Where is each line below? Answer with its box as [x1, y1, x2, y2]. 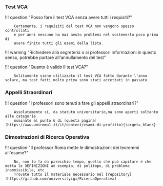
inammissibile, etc [5, 167, 45, 172]
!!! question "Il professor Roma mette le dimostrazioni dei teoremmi [5, 145, 140, 150]
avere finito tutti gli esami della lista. [14, 41, 104, 46]
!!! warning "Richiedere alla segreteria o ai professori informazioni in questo [5, 50, 157, 56]
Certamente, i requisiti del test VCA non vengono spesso [14, 24, 134, 29]
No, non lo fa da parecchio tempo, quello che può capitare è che [14, 159, 152, 164]
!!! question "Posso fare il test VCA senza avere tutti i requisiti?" [5, 15, 133, 20]
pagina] [81, 118, 97, 123]
